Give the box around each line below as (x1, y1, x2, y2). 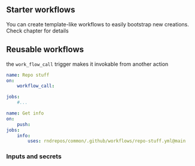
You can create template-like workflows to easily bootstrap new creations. (6, 20, 190, 28)
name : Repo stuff (6, 72, 50, 78)
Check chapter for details (6, 27, 69, 34)
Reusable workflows (6, 44, 84, 55)
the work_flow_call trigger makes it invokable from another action (6, 60, 169, 68)
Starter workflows (6, 5, 75, 15)
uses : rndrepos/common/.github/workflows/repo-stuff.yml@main (28, 138, 186, 144)
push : (17, 121, 31, 128)
